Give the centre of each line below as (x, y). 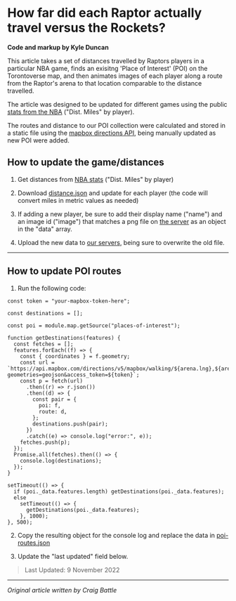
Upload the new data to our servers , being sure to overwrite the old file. (121, 242)
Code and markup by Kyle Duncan (58, 47)
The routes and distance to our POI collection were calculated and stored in (117, 125)
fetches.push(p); (45, 442)
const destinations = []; (45, 313)
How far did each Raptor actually (105, 13)
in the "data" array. (45, 229)
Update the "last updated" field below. (73, 556)
